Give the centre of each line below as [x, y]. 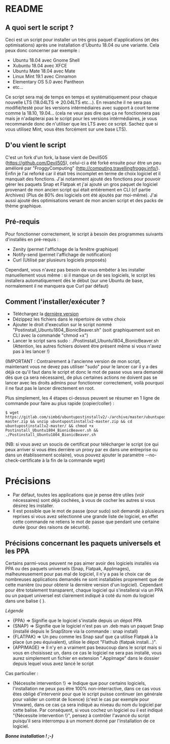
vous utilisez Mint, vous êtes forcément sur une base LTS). [66, 129]
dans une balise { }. [26, 601]
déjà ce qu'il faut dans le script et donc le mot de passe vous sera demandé [84, 372]
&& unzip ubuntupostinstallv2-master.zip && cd [81, 422]
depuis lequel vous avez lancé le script [53, 663]
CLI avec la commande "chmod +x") [50, 335]
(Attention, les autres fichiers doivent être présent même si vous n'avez [87, 346]
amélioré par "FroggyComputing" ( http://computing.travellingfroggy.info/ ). [83, 168]
